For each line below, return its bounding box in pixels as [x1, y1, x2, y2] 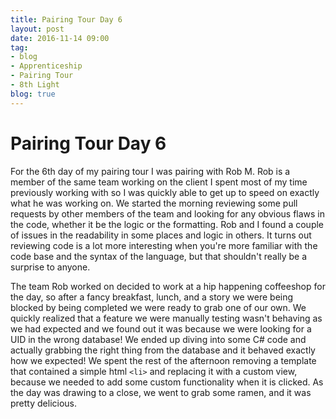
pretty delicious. [10, 397, 78, 409]
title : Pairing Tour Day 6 [10, 14, 123, 25]
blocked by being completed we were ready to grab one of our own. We [10, 301, 307, 313]
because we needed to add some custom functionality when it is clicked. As [10, 376, 324, 388]
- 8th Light [10, 80, 60, 90]
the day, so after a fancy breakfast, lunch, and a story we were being [10, 291, 294, 303]
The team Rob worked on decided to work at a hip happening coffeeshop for [10, 280, 326, 292]
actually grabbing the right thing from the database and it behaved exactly [10, 344, 316, 356]
